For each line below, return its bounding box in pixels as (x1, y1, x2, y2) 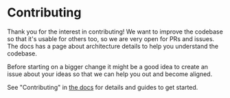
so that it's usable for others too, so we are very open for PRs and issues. (7, 34, 215, 42)
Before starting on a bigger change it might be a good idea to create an (7, 62, 208, 71)
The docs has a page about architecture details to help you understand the (7, 42, 218, 50)
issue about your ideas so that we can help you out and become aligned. (7, 70, 213, 78)
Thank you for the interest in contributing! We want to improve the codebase (7, 27, 223, 36)
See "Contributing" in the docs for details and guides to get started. (7, 83, 198, 91)
